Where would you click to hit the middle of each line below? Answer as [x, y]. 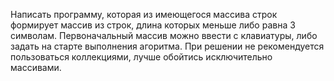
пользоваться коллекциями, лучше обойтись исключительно [141, 57]
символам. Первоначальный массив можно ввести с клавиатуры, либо [164, 35]
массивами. [36, 67]
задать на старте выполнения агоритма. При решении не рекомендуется [167, 46]
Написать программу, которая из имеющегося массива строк [144, 14]
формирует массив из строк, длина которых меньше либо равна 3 [153, 25]
